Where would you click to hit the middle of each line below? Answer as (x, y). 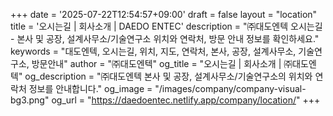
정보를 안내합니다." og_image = (90, 88)
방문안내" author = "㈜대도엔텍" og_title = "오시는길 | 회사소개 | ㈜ (162, 63)
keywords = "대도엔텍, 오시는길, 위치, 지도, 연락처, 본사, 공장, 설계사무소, (153, 51)
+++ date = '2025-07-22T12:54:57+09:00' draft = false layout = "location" (164, 14)
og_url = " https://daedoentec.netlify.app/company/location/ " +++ (186, 100)
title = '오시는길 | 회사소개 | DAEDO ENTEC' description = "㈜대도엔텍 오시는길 (166, 26)
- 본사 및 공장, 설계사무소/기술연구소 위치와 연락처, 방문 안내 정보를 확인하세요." (165, 38)
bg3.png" (30, 100)
